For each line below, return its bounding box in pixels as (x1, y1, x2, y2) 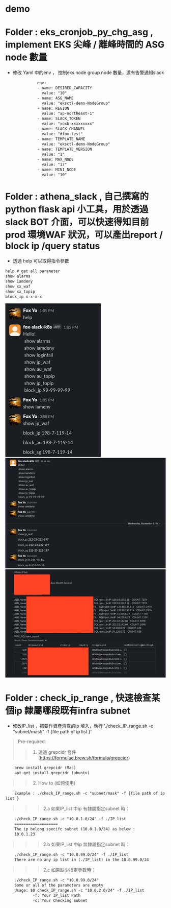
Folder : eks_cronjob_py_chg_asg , (5, 27, 153, 38)
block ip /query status (5, 241, 100, 252)
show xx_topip (5, 289, 36, 294)
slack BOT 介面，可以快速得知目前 (5, 217, 149, 228)
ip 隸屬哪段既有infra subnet (14, 705, 131, 716)
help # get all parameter (5, 269, 60, 274)
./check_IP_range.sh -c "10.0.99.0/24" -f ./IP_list (14, 852, 129, 857)
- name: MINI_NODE (37, 167, 76, 173)
